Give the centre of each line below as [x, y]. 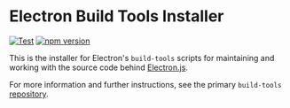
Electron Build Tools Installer [117, 16]
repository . [29, 94]
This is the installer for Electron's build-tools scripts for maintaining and [142, 58]
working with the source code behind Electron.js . [99, 67]
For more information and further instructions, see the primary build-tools [145, 84]
